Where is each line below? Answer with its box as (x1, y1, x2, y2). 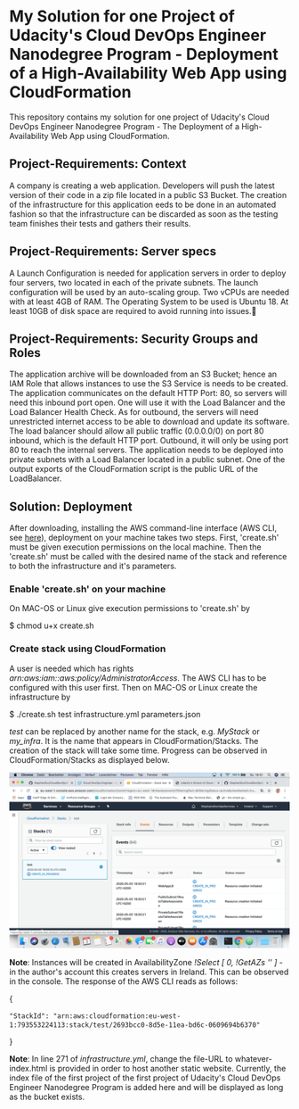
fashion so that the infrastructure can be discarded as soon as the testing (9, 208, 279, 219)
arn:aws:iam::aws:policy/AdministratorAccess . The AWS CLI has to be (9, 672, 267, 683)
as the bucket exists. (9, 1091, 85, 1102)
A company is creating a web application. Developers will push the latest (9, 180, 276, 191)
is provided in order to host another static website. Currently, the (49, 1063, 287, 1073)
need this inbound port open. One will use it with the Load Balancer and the (9, 397, 287, 408)
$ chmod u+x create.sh (9, 620, 95, 631)
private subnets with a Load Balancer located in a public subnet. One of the (9, 454, 286, 465)
